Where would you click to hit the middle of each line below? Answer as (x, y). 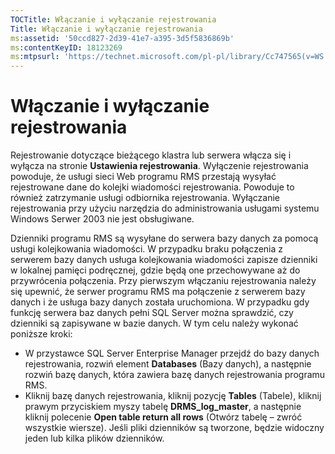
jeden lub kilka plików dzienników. (94, 438)
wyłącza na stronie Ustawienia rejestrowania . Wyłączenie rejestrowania (159, 166)
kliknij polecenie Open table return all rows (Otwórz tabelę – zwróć (163, 417)
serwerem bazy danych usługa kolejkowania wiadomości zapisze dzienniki (164, 260)
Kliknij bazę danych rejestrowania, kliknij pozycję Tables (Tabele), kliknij (173, 396)
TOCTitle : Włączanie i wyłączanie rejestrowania (113, 19)
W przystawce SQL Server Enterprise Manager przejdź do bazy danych (172, 353)
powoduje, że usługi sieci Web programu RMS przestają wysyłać (143, 177)
